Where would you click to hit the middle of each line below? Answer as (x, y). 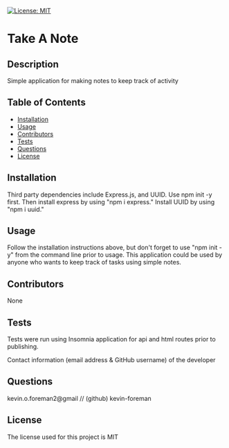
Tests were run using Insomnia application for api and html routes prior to (111, 339)
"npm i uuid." (26, 209)
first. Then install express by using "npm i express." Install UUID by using (111, 201)
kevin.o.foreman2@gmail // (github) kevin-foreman (80, 398)
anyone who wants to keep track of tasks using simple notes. (94, 262)
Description (33, 64)
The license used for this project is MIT (63, 437)
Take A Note (43, 39)
